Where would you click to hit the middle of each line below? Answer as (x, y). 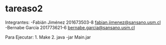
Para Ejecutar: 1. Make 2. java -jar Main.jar (48, 37)
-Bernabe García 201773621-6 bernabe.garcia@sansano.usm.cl (70, 27)
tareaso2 (24, 9)
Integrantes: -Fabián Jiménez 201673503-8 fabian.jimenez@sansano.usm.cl (83, 22)
